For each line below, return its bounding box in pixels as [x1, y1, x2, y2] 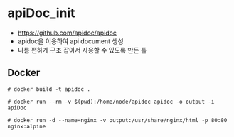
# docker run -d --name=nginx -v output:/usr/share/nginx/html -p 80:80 [7, 116, 228, 124]
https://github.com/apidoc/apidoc [17, 28, 117, 37]
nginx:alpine [7, 123, 46, 130]
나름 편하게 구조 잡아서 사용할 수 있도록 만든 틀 [17, 45, 147, 54]
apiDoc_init [7, 5, 75, 21]
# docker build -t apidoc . [7, 85, 91, 93]
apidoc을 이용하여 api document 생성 [17, 37, 124, 45]
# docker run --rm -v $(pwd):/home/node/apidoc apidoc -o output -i [7, 98, 215, 105]
